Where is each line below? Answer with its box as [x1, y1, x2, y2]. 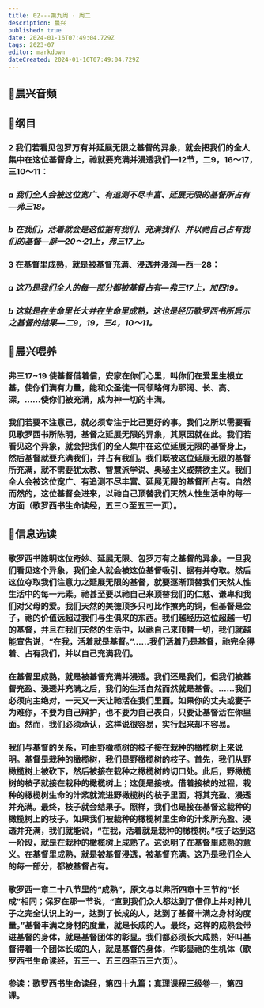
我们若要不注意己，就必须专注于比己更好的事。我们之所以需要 [8, 417, 243, 428]
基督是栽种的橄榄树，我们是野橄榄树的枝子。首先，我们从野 [24, 754, 251, 765]
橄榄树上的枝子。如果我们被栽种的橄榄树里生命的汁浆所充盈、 [8, 813, 243, 824]
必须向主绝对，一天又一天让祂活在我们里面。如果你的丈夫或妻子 [8, 694, 251, 706]
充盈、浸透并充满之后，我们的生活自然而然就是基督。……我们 [16, 683, 251, 694]
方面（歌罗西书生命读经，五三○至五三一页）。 [8, 500, 182, 512]
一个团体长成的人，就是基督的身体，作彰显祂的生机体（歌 [32, 943, 251, 954]
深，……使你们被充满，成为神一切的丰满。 [8, 394, 171, 405]
